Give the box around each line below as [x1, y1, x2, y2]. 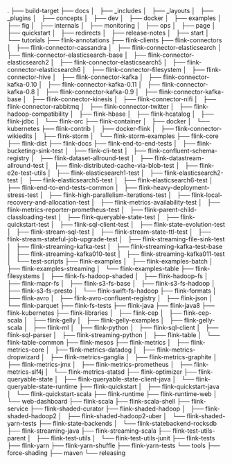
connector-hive [7, 73, 51, 81]
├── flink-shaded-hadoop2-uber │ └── [66, 412, 186, 420]
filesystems [7, 272, 40, 280]
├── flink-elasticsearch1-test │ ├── [56, 169, 163, 177]
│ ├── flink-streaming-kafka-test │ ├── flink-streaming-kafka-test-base [7, 243, 223, 250]
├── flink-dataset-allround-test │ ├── [39, 154, 154, 162]
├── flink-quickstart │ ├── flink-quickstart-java [78, 382, 220, 390]
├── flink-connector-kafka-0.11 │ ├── [47, 80, 161, 88]
